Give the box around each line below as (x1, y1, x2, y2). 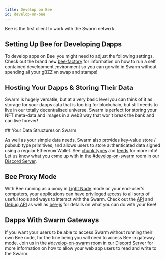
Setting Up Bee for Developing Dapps (5, 40, 122, 48)
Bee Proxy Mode (5, 173, 57, 181)
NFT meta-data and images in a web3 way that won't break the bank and (5, 112, 155, 118)
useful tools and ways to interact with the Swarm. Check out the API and (5, 196, 153, 202)
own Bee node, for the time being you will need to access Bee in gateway (5, 234, 155, 240)
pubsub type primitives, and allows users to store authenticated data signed (5, 142, 160, 148)
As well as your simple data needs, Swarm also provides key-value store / (5, 137, 156, 143)
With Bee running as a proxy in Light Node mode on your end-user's (5, 185, 145, 191)
